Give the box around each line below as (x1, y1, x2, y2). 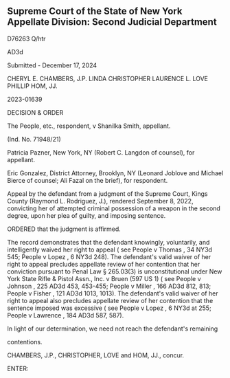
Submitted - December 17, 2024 (7, 61, 97, 69)
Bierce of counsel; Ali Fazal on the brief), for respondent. (7, 176, 168, 184)
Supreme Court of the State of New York (7, 5, 183, 17)
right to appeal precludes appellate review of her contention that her (7, 260, 200, 268)
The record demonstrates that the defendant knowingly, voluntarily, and (7, 238, 210, 246)
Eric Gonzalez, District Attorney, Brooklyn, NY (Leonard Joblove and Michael (7, 168, 224, 177)
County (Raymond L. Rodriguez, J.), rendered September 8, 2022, (7, 197, 194, 205)
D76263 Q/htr (7, 34, 46, 43)
